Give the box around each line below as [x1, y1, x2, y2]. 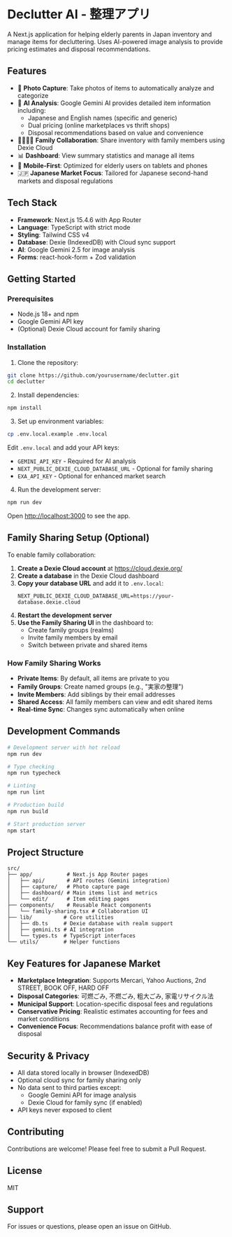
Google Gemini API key [17, 317, 84, 326]
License [7, 1165, 43, 1177]
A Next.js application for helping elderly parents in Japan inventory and [7, 29, 212, 39]
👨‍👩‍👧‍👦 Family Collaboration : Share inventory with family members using [17, 136, 225, 144]
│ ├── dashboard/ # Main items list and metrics [7, 890, 158, 897]
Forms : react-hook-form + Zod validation [17, 253, 136, 261]
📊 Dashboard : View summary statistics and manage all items [17, 151, 195, 160]
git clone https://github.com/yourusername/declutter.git [7, 372, 180, 379]
